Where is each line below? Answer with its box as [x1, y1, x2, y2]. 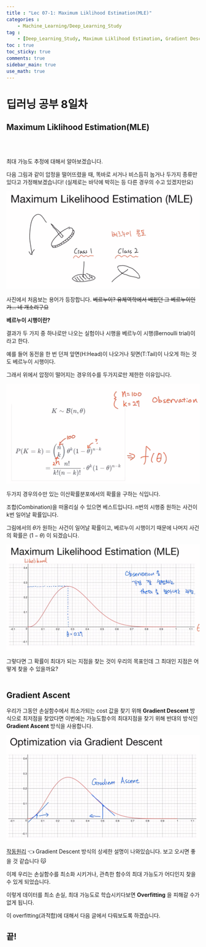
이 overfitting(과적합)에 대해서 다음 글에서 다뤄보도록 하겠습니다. [6, 911, 161, 919]
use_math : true [6, 68, 45, 74]
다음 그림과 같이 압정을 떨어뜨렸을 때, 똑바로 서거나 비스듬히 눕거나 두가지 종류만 [6, 171, 198, 178]
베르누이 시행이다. [12, 358, 56, 365]
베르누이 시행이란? [6, 317, 51, 324]
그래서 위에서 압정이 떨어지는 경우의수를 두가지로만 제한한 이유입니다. [6, 371, 172, 379]
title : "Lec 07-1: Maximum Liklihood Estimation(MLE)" [6, 10, 152, 16]
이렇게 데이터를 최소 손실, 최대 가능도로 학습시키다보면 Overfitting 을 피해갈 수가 [6, 891, 200, 899]
